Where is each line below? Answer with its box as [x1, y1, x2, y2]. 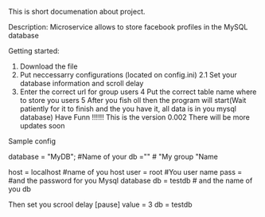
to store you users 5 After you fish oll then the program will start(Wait [19, 96, 247, 105]
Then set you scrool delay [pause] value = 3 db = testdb [8, 199, 193, 209]
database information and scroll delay [19, 79, 144, 88]
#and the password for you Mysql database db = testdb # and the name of [8, 176, 253, 185]
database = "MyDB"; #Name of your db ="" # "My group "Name [8, 152, 219, 161]
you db [8, 184, 32, 194]
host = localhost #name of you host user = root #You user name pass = [8, 168, 243, 176]
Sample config [8, 136, 56, 146]
